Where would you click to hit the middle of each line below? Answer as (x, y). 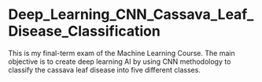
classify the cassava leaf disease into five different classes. (104, 69)
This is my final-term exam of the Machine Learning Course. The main (122, 53)
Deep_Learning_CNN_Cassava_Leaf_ (131, 15)
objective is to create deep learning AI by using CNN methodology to (120, 61)
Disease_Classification (85, 31)
